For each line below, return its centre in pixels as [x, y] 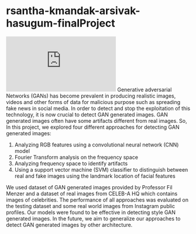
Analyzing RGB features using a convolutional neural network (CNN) [97, 145]
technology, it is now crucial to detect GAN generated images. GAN [87, 114]
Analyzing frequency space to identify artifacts [71, 163]
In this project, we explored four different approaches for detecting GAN [93, 127]
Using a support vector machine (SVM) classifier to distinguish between [101, 169]
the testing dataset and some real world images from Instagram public [91, 206]
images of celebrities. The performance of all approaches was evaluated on [97, 200]
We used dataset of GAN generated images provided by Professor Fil [89, 187]
